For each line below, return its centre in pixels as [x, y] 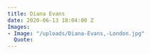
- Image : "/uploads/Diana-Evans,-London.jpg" [76, 33]
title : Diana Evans [36, 14]
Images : [19, 27]
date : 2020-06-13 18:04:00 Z [51, 20]
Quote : [24, 40]
